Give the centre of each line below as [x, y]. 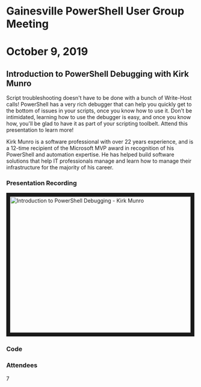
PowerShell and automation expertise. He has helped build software [90, 155]
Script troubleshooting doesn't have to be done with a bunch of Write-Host [99, 98]
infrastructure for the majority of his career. [60, 167]
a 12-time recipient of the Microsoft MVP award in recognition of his [90, 148]
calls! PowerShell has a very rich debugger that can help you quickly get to [99, 105]
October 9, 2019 [47, 52]
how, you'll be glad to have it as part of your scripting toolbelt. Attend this [97, 124]
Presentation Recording [42, 183]
